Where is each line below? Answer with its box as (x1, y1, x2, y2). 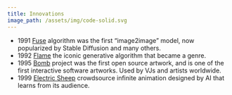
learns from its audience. (17, 81, 90, 89)
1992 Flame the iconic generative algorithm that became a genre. (17, 51, 207, 60)
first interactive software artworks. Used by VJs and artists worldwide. (17, 66, 221, 75)
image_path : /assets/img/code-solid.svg (7, 17, 128, 24)
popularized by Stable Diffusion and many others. (17, 44, 162, 52)
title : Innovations (7, 10, 65, 18)
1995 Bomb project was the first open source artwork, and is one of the (17, 58, 224, 67)
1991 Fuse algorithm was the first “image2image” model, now (17, 36, 195, 44)
